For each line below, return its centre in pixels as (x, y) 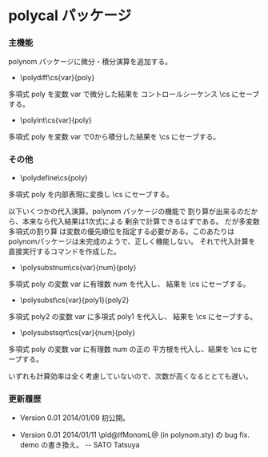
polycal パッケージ (70, 16)
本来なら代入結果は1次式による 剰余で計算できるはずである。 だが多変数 (141, 221)
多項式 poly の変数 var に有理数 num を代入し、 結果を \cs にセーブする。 (129, 284)
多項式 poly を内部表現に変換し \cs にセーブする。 (91, 194)
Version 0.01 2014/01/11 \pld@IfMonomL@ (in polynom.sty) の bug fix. (135, 435)
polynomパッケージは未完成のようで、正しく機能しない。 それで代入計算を (132, 241)
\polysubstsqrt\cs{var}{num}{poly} (78, 332)
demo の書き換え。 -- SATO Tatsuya (80, 445)
